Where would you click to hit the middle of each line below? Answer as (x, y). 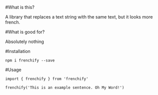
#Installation (18, 51)
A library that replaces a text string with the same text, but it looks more (79, 17)
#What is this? (20, 7)
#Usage (13, 70)
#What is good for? (25, 32)
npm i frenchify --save (30, 60)
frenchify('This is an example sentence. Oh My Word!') (65, 87)
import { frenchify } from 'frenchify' (47, 79)
